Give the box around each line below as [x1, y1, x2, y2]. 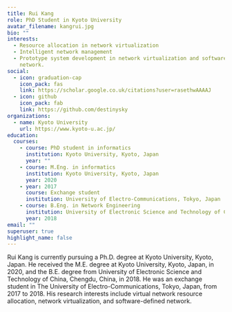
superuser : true [7, 228, 54, 235]
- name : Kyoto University [13, 118, 88, 126]
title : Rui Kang [7, 10, 54, 17]
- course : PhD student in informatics [19, 145, 131, 152]
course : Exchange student [25, 189, 100, 196]
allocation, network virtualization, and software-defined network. [7, 297, 192, 305]
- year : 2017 [19, 183, 57, 190]
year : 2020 [25, 176, 57, 183]
